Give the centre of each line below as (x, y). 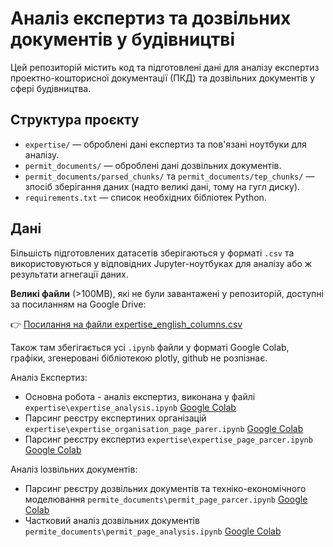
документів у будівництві (123, 39)
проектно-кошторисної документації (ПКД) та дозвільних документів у (163, 78)
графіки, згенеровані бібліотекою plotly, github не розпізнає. (139, 358)
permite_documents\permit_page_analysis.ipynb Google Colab (153, 531)
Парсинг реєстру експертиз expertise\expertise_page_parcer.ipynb (168, 439)
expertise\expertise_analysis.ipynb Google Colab (130, 407)
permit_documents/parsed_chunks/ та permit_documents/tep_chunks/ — (169, 176)
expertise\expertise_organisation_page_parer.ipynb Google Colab (164, 428)
